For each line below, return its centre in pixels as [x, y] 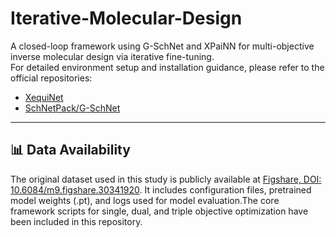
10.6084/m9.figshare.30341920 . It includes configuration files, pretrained [161, 189]
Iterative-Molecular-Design [126, 18]
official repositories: [51, 78]
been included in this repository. [76, 221]
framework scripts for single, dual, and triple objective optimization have [159, 211]
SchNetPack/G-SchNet [72, 108]
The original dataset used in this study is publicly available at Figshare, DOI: [166, 179]
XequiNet [44, 97]
